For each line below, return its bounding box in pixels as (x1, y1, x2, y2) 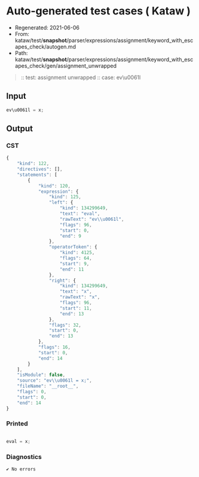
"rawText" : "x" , (59, 294, 100, 300)
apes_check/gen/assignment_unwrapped (14, 62, 117, 69)
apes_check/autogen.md (14, 43, 76, 50)
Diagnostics (6, 452, 42, 461)
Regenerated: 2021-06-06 (14, 24, 79, 31)
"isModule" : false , (17, 372, 66, 378)
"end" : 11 (59, 266, 84, 272)
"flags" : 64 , (59, 256, 93, 262)
